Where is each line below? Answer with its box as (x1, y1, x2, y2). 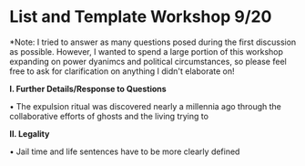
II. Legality (9, 128, 50, 139)
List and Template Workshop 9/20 (9, 6, 272, 27)
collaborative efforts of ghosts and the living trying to (9, 110, 209, 121)
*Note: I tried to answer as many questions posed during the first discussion (9, 36, 297, 47)
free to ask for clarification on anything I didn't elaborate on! (9, 66, 235, 77)
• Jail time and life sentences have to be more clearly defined (9, 146, 240, 157)
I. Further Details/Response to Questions (9, 83, 167, 94)
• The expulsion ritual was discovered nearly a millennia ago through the (9, 100, 282, 111)
